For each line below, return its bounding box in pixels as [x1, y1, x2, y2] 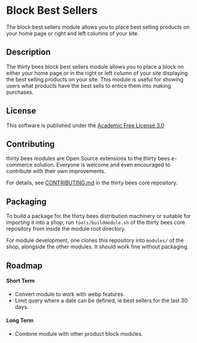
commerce [6, 161, 33, 168]
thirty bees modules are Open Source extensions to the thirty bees [6, 155, 170, 162]
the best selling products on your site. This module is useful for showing [6, 75, 184, 83]
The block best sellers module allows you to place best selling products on [6, 23, 190, 31]
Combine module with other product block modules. [14, 330, 143, 337]
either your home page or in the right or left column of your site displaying [6, 69, 188, 77]
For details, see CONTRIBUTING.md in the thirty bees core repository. [6, 179, 178, 186]
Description [6, 47, 51, 57]
